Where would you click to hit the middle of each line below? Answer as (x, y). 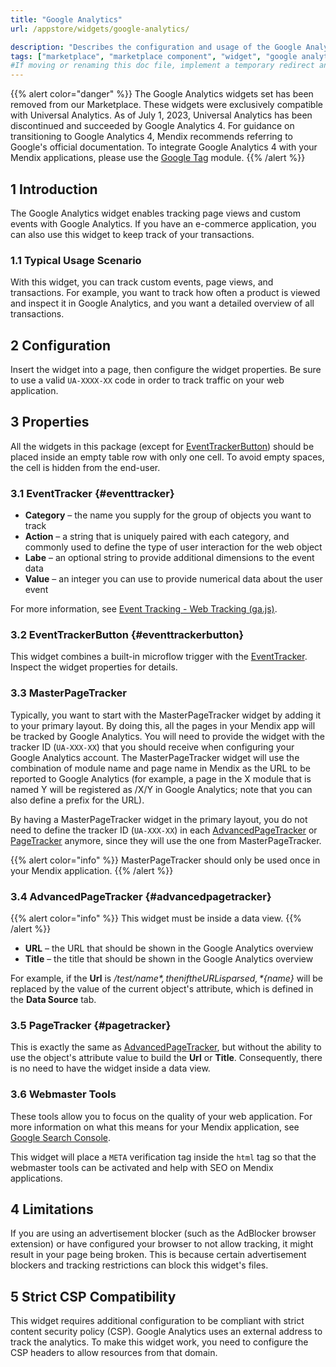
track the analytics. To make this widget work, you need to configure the (159, 1342)
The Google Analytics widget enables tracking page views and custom (155, 213)
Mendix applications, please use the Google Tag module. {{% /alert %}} (158, 158)
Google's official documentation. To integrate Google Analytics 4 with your (164, 147)
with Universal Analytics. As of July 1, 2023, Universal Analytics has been (161, 115)
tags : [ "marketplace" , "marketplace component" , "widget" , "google (154, 56)
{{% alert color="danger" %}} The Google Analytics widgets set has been (162, 94)
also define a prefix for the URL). (77, 800)
